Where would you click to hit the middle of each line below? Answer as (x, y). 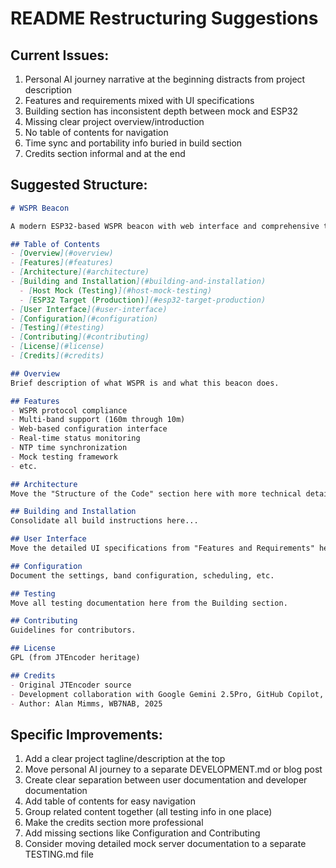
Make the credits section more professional (114, 823)
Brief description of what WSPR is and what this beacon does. (145, 383)
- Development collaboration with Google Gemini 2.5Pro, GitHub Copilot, (167, 694)
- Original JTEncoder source (71, 685)
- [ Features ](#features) (62, 263)
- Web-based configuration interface (89, 429)
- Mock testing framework (64, 457)
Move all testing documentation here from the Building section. (149, 603)
